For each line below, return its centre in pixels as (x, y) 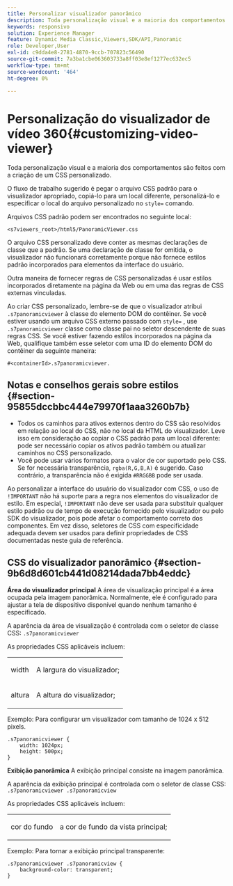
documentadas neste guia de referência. (65, 541)
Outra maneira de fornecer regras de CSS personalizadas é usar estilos (110, 278)
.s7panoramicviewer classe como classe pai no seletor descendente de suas (116, 329)
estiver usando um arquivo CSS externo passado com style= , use (102, 322)
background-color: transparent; (66, 870)
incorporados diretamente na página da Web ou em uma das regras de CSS (115, 285)
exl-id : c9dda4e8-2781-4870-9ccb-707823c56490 (76, 53)
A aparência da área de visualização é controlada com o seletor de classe (113, 625)
